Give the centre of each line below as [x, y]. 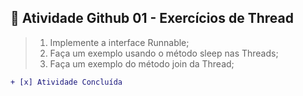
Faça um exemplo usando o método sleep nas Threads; [164, 53]
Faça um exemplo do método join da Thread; [142, 63]
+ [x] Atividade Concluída [66, 82]
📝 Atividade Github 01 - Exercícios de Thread [152, 18]
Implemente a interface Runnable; [119, 42]
